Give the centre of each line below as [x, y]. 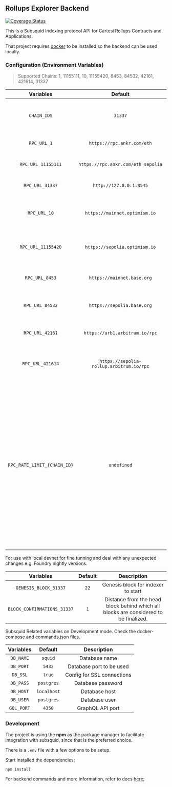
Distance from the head [133, 600]
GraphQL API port [98, 709]
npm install [18, 770]
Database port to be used [98, 666]
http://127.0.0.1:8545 [121, 186]
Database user [98, 700]
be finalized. [133, 619]
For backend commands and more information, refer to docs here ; [75, 779]
